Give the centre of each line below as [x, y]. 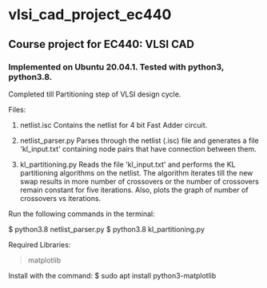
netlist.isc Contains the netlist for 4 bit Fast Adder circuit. [114, 124]
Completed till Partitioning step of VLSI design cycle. [95, 94]
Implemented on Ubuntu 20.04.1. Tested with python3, [116, 67]
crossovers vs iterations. [60, 198]
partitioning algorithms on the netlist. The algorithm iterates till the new [136, 172]
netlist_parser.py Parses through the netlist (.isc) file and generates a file [139, 140]
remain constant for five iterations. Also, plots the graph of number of [134, 190]
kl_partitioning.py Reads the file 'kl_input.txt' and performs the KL [128, 164]
